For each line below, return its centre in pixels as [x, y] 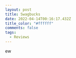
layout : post [18, 10]
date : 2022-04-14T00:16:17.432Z [38, 19]
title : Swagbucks [23, 14]
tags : [11, 32]
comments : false [22, 28]
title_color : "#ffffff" [29, 23]
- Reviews [19, 37]
